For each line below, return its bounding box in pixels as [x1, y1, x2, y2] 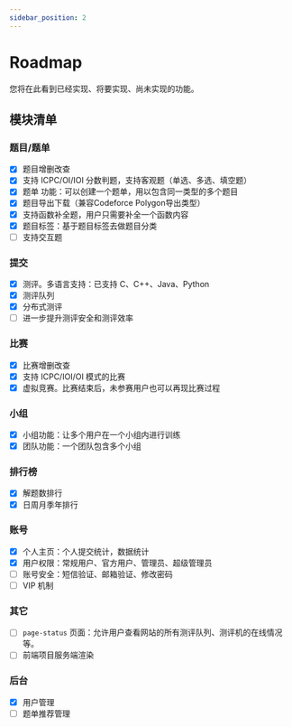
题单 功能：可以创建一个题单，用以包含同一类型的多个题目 [22, 186, 239, 197]
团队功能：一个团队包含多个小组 [22, 441, 141, 452]
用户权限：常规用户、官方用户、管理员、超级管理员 [22, 557, 213, 568]
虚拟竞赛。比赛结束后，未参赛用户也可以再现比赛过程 [22, 382, 221, 393]
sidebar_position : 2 [9, 13, 87, 23]
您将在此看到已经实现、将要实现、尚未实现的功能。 [9, 83, 199, 94]
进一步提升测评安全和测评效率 [22, 312, 133, 323]
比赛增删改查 [22, 359, 70, 370]
